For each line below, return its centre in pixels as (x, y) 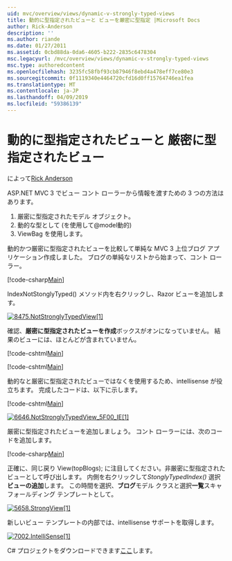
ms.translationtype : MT (42, 85)
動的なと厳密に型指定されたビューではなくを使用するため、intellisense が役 (115, 381)
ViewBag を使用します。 (52, 234)
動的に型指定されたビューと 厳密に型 (112, 140)
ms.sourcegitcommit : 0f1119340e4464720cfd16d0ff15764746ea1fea (100, 78)
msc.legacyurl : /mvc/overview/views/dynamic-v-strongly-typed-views (108, 59)
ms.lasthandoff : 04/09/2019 (48, 98)
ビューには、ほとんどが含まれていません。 (80, 339)
